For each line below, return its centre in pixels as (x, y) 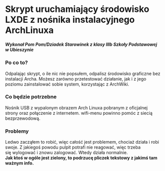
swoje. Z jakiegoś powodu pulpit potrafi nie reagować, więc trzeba (73, 147)
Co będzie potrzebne (31, 97)
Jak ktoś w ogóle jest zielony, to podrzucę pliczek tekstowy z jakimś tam (81, 158)
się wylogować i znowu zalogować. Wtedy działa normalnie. (66, 153)
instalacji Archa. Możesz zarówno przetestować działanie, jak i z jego (76, 79)
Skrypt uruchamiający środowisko (77, 9)
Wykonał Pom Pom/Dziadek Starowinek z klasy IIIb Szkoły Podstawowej (81, 44)
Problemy (17, 131)
